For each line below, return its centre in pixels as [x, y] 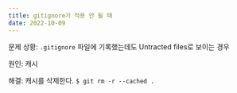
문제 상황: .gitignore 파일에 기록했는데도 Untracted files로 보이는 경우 [119, 46]
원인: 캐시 [23, 64]
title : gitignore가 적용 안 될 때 [60, 15]
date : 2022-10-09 [37, 23]
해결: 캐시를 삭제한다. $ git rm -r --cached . [82, 80]
